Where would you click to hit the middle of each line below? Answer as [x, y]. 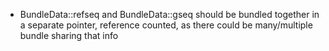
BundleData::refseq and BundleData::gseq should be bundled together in [169, 14]
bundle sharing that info [69, 35]
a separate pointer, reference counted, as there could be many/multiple [166, 25]
